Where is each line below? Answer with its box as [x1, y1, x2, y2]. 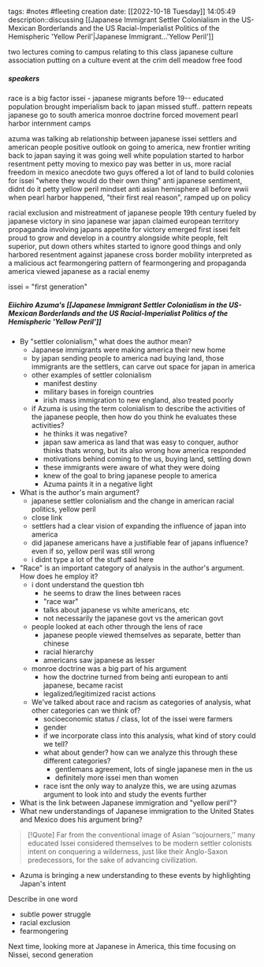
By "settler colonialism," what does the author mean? [19, 336, 192, 346]
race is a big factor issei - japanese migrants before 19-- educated [8, 93, 224, 103]
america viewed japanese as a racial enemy [8, 266, 151, 275]
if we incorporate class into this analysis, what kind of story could [43, 730, 256, 740]
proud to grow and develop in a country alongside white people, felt [8, 233, 229, 242]
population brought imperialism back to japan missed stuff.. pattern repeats [8, 102, 253, 111]
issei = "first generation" [8, 282, 88, 291]
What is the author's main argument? [19, 487, 140, 497]
